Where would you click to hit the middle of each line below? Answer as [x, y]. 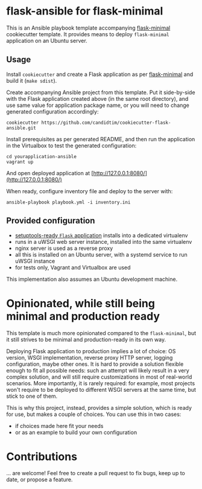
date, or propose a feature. [39, 480]
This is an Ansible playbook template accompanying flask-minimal [88, 28]
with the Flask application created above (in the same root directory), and [97, 98]
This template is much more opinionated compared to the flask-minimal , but [101, 333]
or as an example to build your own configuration [76, 432]
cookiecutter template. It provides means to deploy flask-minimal [88, 34]
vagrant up [20, 162]
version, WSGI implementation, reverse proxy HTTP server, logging [90, 357]
